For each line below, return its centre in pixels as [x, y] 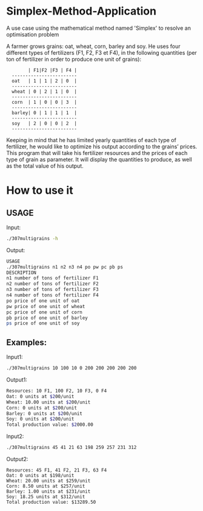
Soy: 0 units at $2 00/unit [40, 419]
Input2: [15, 436]
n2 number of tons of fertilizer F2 [52, 284]
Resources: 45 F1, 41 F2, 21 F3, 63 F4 [57, 470]
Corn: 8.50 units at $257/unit [46, 486]
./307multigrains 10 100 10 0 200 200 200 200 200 [72, 368]
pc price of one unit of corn [45, 312]
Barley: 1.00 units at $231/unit [48, 492]
